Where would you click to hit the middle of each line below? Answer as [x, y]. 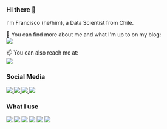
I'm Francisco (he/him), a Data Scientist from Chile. [70, 23]
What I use [22, 107]
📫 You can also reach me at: [43, 53]
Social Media [26, 77]
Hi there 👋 [21, 10]
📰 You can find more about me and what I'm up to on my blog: [84, 35]
